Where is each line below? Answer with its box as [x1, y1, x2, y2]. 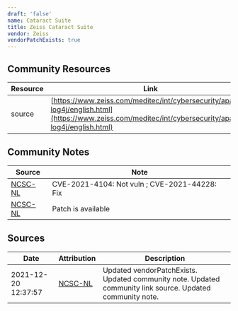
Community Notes [7, 146, 90, 158]
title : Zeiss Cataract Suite [7, 23, 93, 30]
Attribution [58, 253, 96, 263]
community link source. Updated [102, 283, 211, 293]
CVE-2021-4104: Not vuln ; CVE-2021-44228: [52, 179, 217, 189]
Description [144, 253, 186, 263]
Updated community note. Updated [102, 274, 220, 283]
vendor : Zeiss [7, 30, 50, 37]
